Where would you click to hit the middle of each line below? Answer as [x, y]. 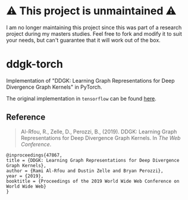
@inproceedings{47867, [34, 155]
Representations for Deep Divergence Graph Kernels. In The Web [101, 137]
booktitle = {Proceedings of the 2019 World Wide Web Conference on [93, 181]
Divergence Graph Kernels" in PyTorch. [54, 87]
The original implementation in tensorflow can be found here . [81, 98]
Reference [26, 117]
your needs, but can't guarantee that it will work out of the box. [83, 40]
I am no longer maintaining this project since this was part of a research [94, 27]
